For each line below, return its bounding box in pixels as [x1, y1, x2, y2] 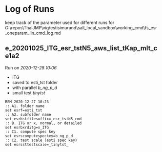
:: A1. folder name [5, 104, 45, 109]
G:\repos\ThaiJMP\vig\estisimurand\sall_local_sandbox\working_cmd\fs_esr [5, 24, 157, 30]
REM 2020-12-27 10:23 [5, 99, 49, 104]
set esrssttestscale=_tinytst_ [5, 142, 69, 147]
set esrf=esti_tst [5, 108, 42, 113]
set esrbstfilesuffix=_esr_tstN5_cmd [5, 116, 82, 121]
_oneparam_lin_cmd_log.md [5, 30, 61, 36]
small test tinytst [12, 89, 45, 96]
